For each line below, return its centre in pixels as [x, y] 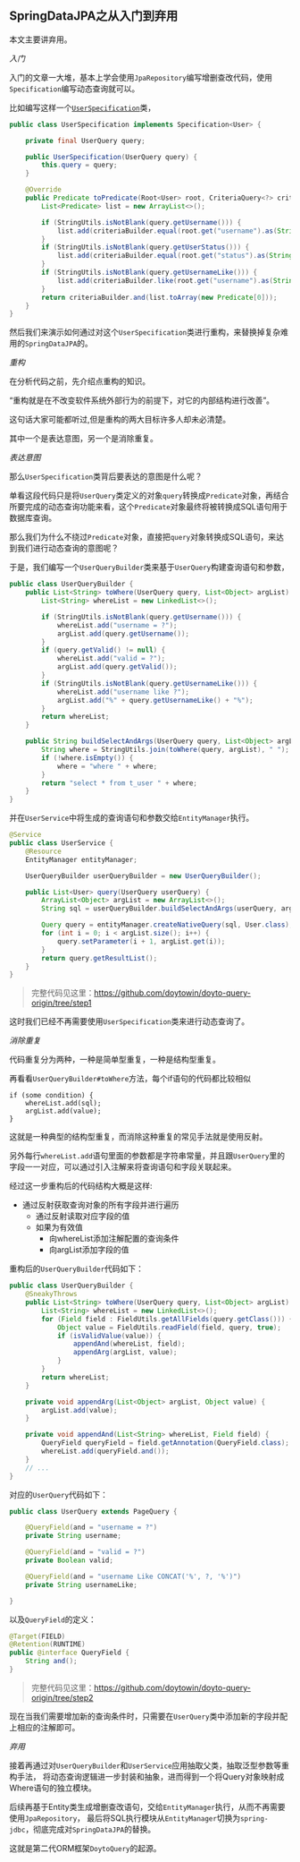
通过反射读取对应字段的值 [83, 1217]
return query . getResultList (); [100, 958]
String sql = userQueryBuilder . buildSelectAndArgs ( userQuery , [159, 909]
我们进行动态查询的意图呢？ [67, 548]
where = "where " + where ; [107, 766]
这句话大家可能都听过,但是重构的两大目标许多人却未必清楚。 [120, 420]
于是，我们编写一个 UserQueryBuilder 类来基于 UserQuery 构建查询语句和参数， [149, 568]
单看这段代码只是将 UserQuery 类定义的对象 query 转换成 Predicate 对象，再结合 [149, 496]
